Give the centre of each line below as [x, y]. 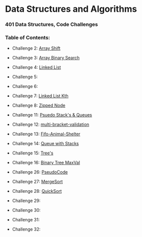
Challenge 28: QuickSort [37, 191]
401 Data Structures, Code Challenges [52, 25]
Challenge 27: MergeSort [37, 182]
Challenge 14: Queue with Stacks [46, 144]
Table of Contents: [28, 38]
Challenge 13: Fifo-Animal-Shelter [46, 134]
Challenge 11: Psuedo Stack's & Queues [52, 115]
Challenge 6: [25, 87]
